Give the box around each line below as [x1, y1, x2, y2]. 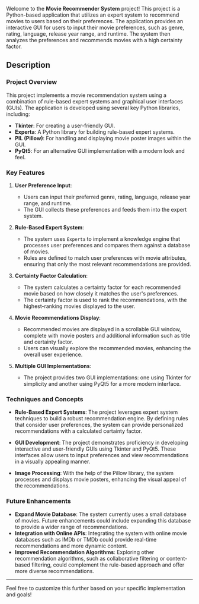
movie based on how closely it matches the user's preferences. [23, 290, 179, 297]
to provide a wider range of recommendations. [14, 523, 129, 530]
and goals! [6, 591, 32, 598]
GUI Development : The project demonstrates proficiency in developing [14, 439, 188, 446]
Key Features [6, 168, 46, 177]
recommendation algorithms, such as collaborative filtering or [14, 555, 165, 562]
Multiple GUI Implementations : [14, 362, 92, 369]
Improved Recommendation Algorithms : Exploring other [14, 548, 155, 555]
